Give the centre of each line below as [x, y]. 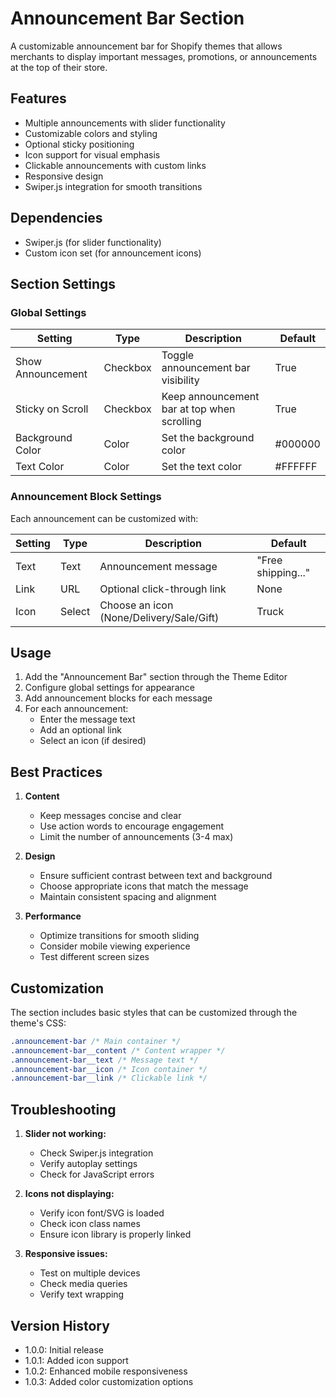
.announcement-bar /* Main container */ [96, 1041]
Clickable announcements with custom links [115, 165]
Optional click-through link [163, 589]
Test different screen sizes [94, 957]
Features [38, 98]
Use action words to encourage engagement [132, 826]
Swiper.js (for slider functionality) [93, 242]
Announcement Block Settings [86, 497]
